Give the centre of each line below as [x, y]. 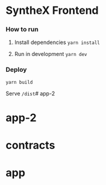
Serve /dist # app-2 [30, 93]
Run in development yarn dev [51, 54]
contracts [30, 146]
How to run [22, 30]
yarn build [19, 82]
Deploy [16, 70]
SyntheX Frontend [52, 11]
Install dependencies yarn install [57, 42]
